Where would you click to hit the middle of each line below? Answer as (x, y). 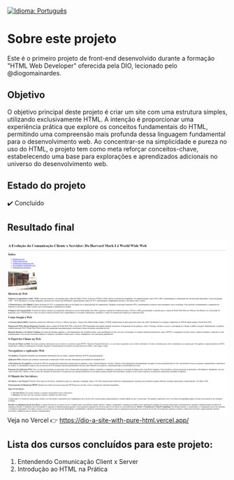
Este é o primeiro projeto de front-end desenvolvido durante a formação (111, 58)
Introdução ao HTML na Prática (63, 469)
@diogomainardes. (34, 73)
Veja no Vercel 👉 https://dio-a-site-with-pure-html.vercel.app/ (98, 420)
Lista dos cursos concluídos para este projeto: (110, 445)
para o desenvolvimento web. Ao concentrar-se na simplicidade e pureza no (117, 141)
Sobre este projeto (62, 39)
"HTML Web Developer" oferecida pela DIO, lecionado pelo (93, 66)
